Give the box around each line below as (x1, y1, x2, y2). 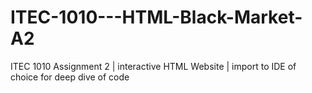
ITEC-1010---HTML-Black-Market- (10, 6, 303, 29)
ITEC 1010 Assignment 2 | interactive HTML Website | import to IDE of (10, 60, 297, 72)
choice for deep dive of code (10, 71, 130, 83)
